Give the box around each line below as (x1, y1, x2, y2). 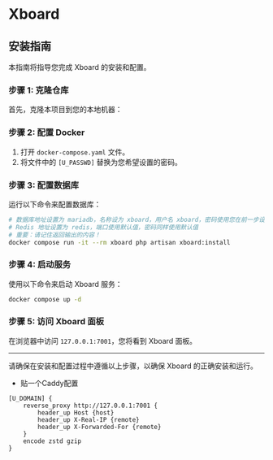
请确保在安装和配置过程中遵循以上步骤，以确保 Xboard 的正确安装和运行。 (8, 361, 258, 371)
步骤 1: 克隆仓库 (8, 85, 69, 96)
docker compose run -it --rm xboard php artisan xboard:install (8, 238, 231, 246)
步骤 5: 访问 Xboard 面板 (8, 316, 104, 328)
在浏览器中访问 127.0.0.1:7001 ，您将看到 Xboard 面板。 (8, 336, 197, 345)
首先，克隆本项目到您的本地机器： (8, 105, 123, 115)
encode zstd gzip (23, 436, 82, 445)
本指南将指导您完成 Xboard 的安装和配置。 (8, 63, 151, 72)
